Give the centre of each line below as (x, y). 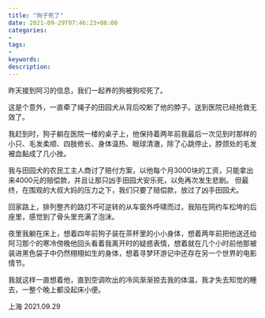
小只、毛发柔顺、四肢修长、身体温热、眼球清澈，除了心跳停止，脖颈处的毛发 (132, 144)
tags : (17, 45)
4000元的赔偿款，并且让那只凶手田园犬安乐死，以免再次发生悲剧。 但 (128, 180)
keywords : (24, 60)
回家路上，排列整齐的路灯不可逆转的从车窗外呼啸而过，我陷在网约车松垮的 (129, 207)
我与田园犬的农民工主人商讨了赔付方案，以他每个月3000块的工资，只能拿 (127, 170)
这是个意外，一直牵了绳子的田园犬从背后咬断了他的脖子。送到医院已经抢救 (129, 107)
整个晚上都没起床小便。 (67, 290)
